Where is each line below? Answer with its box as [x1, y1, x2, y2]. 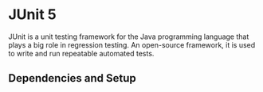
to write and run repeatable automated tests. [8, 48, 155, 58]
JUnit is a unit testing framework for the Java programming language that [8, 32, 249, 41]
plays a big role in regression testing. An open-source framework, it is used [8, 40, 256, 49]
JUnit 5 [8, 6, 57, 24]
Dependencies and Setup [8, 71, 137, 85]
